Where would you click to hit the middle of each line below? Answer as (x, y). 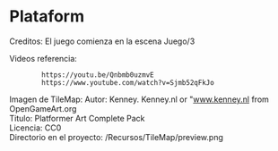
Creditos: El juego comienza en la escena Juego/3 (102, 41)
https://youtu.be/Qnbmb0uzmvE (98, 75)
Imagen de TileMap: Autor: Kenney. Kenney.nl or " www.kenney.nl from (139, 99)
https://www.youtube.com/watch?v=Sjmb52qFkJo (128, 82)
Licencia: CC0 (35, 128)
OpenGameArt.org (43, 108)
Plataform (47, 17)
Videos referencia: (43, 58)
